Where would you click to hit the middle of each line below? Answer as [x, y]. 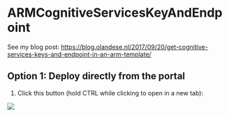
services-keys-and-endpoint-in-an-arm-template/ [79, 54]
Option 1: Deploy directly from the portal [96, 76]
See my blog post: [33, 47]
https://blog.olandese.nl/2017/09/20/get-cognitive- [134, 47]
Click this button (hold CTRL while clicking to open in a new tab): [110, 93]
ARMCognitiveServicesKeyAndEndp [115, 13]
